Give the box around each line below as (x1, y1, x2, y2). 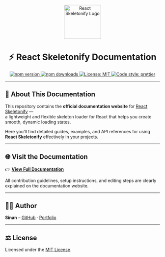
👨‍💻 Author (5, 201, 37, 210)
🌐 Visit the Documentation (5, 153, 88, 161)
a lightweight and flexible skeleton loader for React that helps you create (5, 113, 152, 119)
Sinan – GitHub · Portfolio (5, 215, 56, 220)
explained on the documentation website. (5, 183, 89, 188)
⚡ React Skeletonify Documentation (8, 52, 157, 63)
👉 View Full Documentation (5, 166, 64, 172)
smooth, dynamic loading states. (5, 119, 71, 125)
